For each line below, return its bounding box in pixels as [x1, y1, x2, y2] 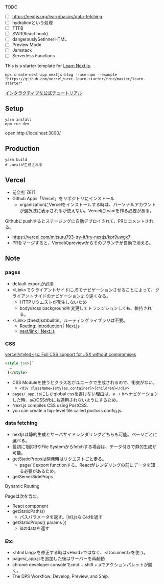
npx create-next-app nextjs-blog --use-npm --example [5, 72, 117, 77]
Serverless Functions [12, 53, 55, 59]
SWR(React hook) [12, 31, 48, 37]
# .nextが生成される [5, 162, 43, 168]
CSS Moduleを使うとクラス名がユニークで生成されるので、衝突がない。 [12, 379, 158, 385]
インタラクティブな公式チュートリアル [5, 90, 82, 96]
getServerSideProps [12, 473, 53, 479]
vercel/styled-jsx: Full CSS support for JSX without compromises [5, 351, 136, 357]
